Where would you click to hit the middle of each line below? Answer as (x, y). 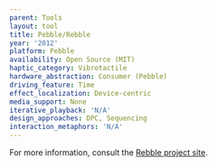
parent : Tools (36, 18)
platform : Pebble (42, 51)
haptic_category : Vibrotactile (68, 69)
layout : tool (34, 26)
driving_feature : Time (52, 85)
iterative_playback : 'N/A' (60, 110)
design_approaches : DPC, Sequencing (78, 118)
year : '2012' (34, 43)
